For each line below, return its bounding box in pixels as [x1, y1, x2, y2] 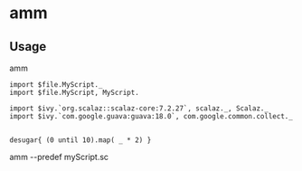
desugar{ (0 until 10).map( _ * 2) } [9, 136, 152, 145]
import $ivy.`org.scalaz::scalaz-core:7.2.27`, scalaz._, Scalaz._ [9, 104, 269, 113]
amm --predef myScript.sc [9, 152, 109, 162]
